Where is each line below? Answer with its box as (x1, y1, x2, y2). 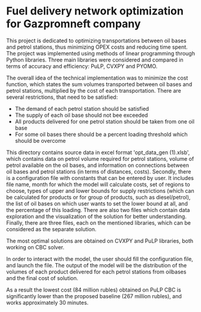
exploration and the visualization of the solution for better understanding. (6, 213, 187, 220)
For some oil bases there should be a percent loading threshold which (14, 131, 188, 138)
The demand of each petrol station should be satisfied (14, 105, 149, 112)
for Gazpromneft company (6, 17, 141, 31)
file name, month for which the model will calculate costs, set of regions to (6, 181, 190, 188)
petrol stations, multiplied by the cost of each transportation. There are (6, 87, 181, 94)
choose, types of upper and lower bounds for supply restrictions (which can (6, 187, 194, 194)
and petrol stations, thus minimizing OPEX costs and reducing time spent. (6, 43, 188, 51)
